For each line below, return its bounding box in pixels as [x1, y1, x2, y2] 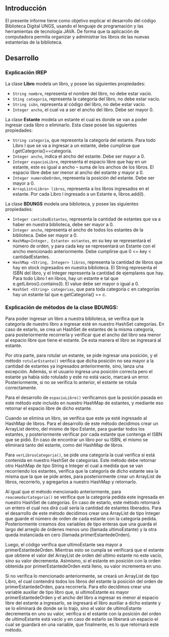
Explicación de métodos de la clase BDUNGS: [5, 304, 119, 311]
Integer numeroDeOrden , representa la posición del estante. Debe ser [12, 174, 155, 181]
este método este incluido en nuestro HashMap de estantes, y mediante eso [5, 400, 164, 406]
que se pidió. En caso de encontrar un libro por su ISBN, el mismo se [5, 436, 148, 443]
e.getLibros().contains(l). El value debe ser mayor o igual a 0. [12, 280, 140, 287]
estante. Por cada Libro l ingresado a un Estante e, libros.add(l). [12, 191, 145, 197]
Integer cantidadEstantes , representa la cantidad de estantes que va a [12, 216, 161, 222]
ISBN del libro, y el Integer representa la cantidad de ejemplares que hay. [12, 270, 164, 276]
